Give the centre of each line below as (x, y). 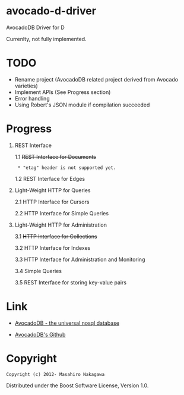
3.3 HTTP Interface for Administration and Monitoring (80, 259)
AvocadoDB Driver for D (36, 27)
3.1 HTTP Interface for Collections (56, 236)
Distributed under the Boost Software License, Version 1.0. (77, 385)
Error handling (32, 98)
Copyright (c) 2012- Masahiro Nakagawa (55, 374)
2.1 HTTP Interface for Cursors (52, 202)
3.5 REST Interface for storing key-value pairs (70, 282)
